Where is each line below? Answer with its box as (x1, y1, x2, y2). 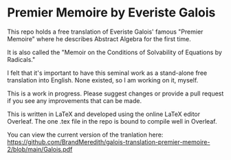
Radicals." (7, 55, 36, 63)
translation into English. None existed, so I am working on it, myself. (7, 76, 199, 84)
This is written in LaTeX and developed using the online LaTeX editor (7, 110, 201, 118)
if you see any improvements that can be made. (7, 96, 142, 104)
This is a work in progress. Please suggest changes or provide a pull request (7, 89, 224, 98)
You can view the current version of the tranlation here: (7, 130, 164, 139)
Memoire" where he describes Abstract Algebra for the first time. (7, 34, 191, 43)
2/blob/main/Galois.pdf (7, 145, 73, 153)
